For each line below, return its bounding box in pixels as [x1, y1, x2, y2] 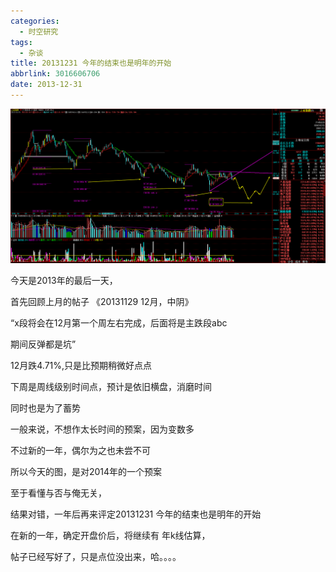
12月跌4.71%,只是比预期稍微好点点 [10, 360, 153, 372]
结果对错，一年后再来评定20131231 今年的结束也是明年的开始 [10, 508, 262, 520]
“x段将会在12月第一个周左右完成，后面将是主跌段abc [10, 317, 228, 329]
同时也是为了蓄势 [10, 402, 81, 414]
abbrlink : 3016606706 [10, 69, 101, 79]
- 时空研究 [19, 26, 59, 37]
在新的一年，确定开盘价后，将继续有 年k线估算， [10, 530, 211, 542]
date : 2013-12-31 [10, 80, 83, 90]
